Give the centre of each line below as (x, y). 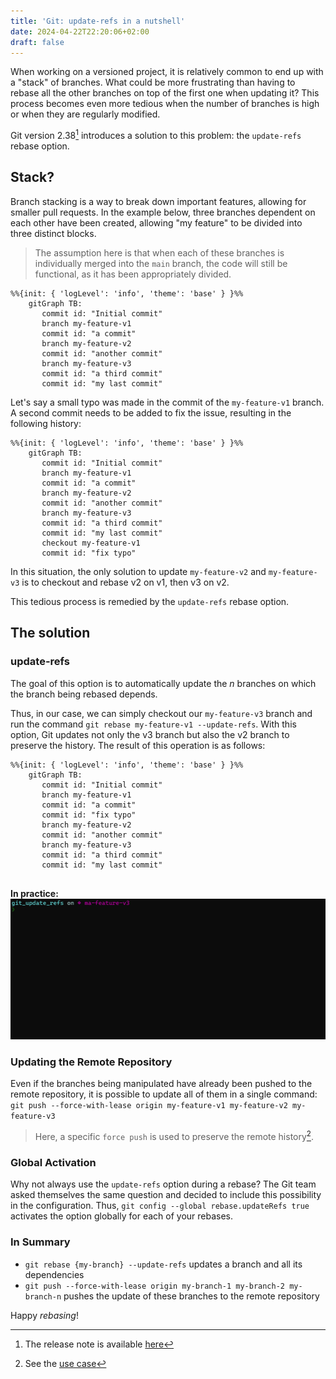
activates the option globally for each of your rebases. (122, 1216)
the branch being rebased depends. (84, 694)
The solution (50, 633)
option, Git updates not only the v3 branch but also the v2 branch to (150, 734)
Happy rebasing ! (44, 1315)
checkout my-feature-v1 (91, 543)
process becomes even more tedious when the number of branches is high (165, 104)
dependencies (54, 1274)
